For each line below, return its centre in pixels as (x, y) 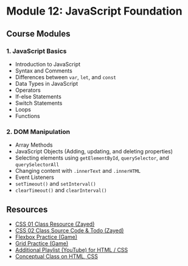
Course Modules (38, 34)
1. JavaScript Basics (37, 51)
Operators (28, 90)
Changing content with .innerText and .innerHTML (78, 171)
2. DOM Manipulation (38, 131)
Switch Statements (39, 103)
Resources (27, 209)
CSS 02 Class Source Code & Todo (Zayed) (69, 230)
